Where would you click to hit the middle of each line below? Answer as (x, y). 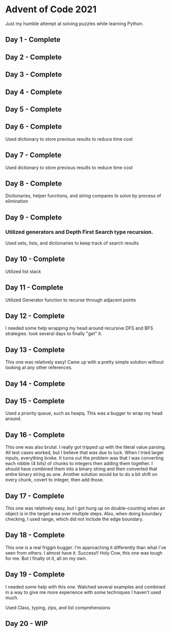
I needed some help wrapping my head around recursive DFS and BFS (79, 328)
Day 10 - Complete (35, 259)
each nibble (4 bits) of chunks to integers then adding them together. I (79, 464)
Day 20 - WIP (27, 624)
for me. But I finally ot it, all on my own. (46, 558)
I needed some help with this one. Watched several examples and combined (86, 586)
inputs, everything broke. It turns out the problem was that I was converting (84, 458)
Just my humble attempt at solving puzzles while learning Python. (75, 24)
